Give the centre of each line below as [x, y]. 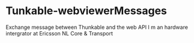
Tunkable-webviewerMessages [86, 11]
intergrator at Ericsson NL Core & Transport [59, 33]
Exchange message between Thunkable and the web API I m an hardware [97, 27]
